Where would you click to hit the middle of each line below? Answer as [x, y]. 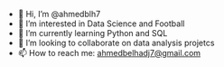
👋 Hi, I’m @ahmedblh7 [59, 14]
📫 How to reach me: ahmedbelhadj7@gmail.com [109, 53]
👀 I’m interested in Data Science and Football [101, 24]
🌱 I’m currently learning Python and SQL [93, 33]
